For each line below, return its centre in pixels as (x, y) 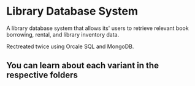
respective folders (42, 75)
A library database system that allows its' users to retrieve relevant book (97, 28)
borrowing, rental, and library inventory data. (63, 34)
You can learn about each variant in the (83, 66)
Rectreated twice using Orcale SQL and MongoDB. (70, 46)
